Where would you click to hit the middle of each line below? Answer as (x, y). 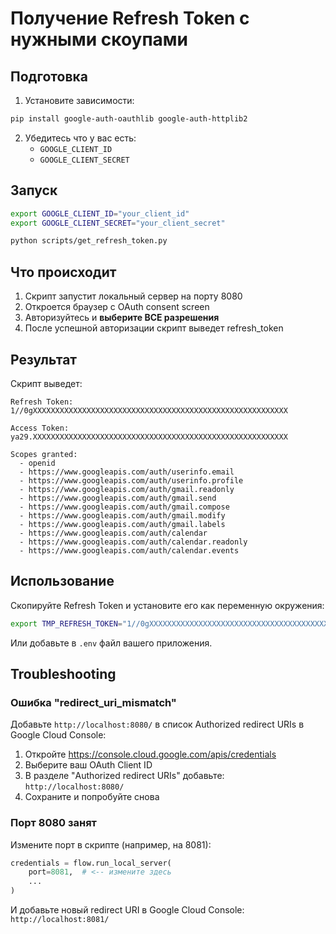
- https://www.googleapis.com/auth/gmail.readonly (127, 489)
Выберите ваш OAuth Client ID (88, 765)
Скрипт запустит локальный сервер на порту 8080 (133, 296)
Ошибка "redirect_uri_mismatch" (93, 702)
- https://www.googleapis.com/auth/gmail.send (118, 498)
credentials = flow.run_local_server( (91, 863)
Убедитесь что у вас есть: (80, 138)
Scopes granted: (44, 454)
